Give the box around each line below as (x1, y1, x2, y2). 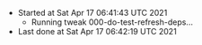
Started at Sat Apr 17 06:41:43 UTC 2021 (17, 8, 168, 18)
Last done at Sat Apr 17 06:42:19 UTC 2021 (17, 26, 177, 36)
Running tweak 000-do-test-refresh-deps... (31, 17, 193, 27)
